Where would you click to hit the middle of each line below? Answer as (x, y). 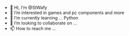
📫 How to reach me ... (33, 28)
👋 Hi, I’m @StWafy (28, 8)
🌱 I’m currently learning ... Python (44, 18)
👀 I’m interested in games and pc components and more (67, 13)
